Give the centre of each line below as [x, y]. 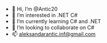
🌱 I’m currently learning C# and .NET [56, 21]
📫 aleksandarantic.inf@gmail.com [54, 34]
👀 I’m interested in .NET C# [45, 15]
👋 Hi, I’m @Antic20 [35, 9]
